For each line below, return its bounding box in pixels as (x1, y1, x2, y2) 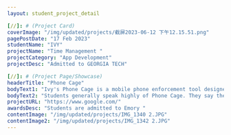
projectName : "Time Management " (7, 48, 103, 55)
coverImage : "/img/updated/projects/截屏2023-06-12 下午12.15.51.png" (7, 29, 210, 36)
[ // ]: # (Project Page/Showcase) (7, 73, 103, 79)
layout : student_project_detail (7, 10, 100, 17)
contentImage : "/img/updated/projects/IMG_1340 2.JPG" (7, 111, 168, 119)
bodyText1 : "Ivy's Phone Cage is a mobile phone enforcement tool (7, 86, 201, 93)
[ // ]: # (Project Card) (7, 22, 76, 29)
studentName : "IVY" (7, 42, 63, 49)
